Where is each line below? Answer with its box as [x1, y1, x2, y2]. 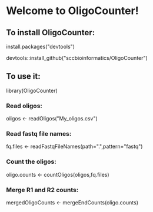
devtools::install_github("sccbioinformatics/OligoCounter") [6, 55, 148, 61]
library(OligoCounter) [6, 87, 58, 94]
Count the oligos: [6, 157, 57, 166]
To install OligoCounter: [6, 28, 95, 38]
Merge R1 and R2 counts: [6, 186, 79, 194]
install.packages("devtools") [6, 43, 75, 50]
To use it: [6, 72, 41, 82]
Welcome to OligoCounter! [6, 4, 139, 18]
